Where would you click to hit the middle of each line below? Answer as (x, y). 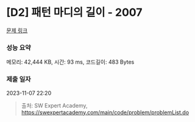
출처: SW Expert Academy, (54, 105)
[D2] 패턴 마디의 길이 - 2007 (74, 12)
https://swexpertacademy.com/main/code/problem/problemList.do (105, 112)
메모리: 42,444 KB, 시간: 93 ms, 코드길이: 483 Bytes (70, 62)
